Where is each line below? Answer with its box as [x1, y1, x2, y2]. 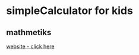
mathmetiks [6, 27, 52, 37]
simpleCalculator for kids [6, 4, 134, 18]
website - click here [6, 43, 55, 50]
